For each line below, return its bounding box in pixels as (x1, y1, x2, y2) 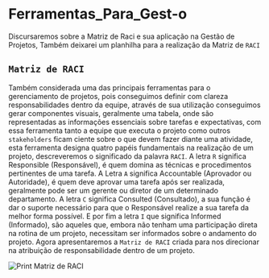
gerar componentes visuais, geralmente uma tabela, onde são (8, 108, 214, 118)
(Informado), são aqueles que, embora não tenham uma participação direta (8, 219, 258, 230)
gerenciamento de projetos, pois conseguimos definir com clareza (8, 91, 229, 101)
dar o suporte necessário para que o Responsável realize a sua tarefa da (8, 202, 250, 212)
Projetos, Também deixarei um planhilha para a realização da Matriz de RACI (8, 39, 260, 49)
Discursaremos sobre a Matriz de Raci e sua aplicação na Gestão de (8, 31, 235, 41)
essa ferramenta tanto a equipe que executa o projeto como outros (8, 126, 231, 135)
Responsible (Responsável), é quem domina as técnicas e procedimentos (8, 160, 252, 169)
